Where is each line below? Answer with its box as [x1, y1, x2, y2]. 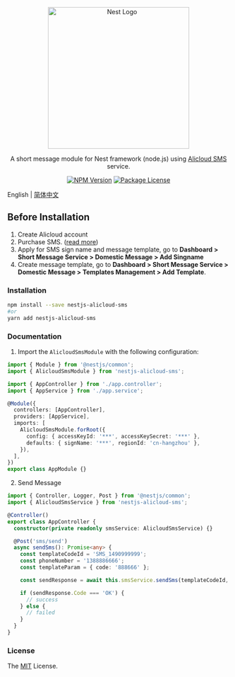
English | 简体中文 [7, 190, 59, 198]
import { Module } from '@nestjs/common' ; [7, 361, 134, 368]
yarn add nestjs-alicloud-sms [7, 314, 97, 322]
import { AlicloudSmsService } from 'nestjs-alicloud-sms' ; [7, 499, 188, 506]
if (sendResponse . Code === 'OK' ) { [20, 589, 125, 596]
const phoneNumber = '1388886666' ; [20, 557, 125, 564]
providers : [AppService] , [13, 413, 90, 421]
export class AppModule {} [7, 466, 87, 473]
